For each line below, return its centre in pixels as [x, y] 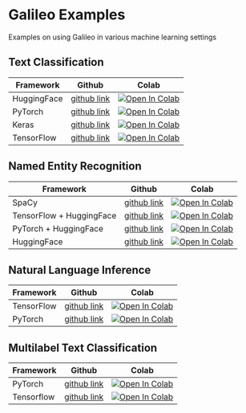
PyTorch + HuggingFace [58, 228]
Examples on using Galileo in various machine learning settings [113, 37]
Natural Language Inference [80, 270]
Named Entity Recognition [75, 166]
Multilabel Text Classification [83, 348]
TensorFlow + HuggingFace [65, 215]
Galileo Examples [67, 15]
